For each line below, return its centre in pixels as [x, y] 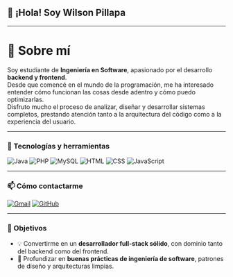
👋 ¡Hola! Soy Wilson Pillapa [67, 13]
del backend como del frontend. [63, 251]
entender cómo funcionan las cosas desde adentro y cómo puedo [102, 92]
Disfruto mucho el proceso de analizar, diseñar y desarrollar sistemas [106, 107]
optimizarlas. [26, 99]
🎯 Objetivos [27, 228]
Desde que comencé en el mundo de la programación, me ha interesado [110, 85]
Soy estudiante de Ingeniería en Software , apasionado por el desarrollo [110, 69]
